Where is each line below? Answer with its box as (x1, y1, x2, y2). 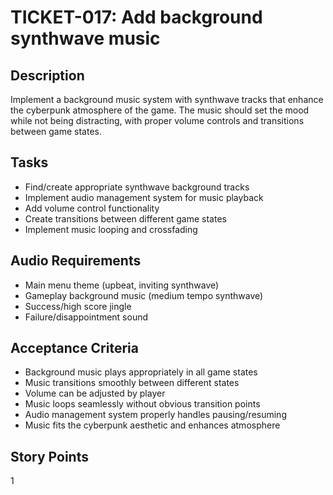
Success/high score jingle (24, 300, 132, 312)
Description (10, 67, 85, 84)
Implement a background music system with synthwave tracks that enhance (10, 94, 324, 105)
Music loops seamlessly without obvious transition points (24, 398, 261, 410)
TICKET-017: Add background (10, 6, 263, 29)
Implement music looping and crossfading (24, 223, 198, 235)
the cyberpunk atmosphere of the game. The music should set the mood (10, 104, 310, 116)
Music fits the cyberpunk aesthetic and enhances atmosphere (24, 419, 281, 431)
